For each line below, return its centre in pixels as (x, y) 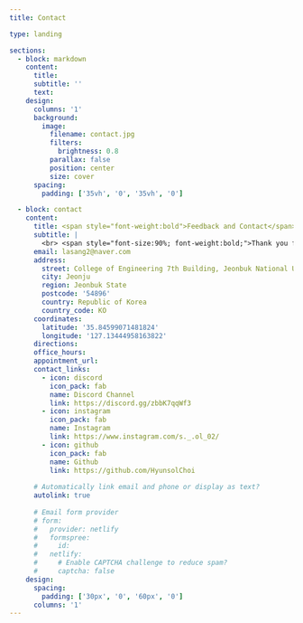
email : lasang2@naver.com (82, 251)
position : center (82, 168)
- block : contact (50, 210)
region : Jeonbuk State (84, 286)
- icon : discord (72, 378)
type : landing (36, 34)
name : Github (74, 462)
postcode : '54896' (76, 294)
